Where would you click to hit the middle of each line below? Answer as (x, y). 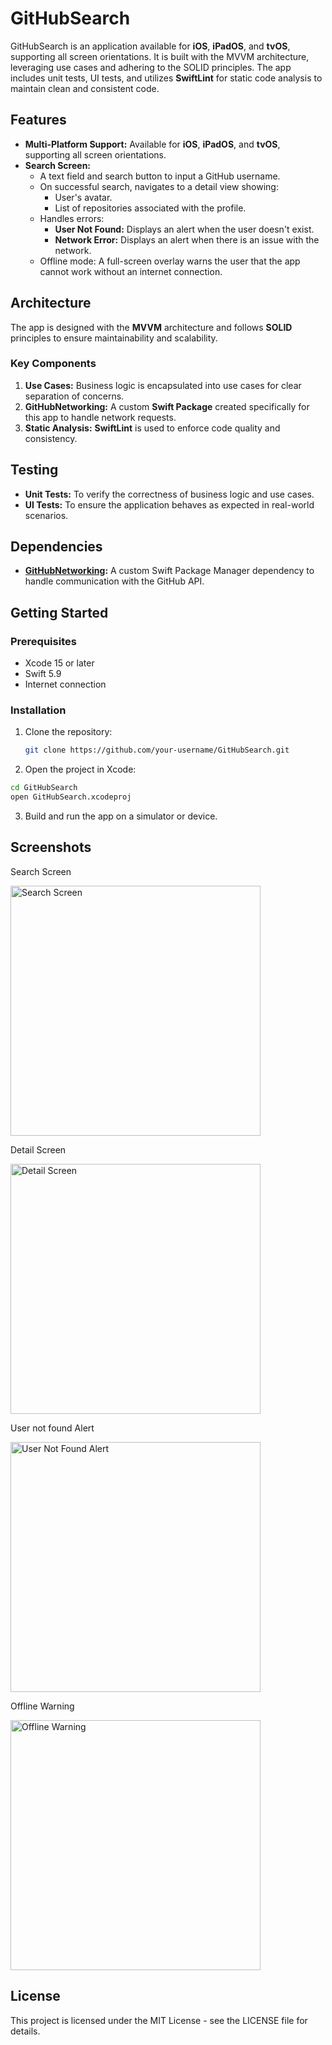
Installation (38, 710)
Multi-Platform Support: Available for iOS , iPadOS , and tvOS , (152, 144)
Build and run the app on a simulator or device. (121, 816)
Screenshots (51, 847)
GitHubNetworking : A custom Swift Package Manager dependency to (169, 571)
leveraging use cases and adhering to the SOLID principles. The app (151, 67)
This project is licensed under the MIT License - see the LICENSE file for (159, 2020)
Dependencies (56, 547)
